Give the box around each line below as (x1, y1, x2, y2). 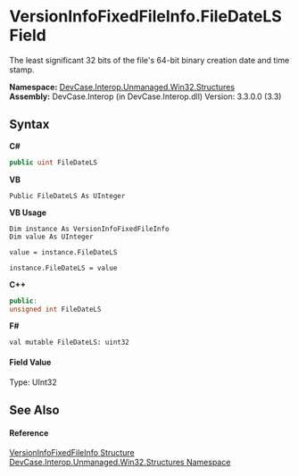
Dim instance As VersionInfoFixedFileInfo (9, 224, 170, 233)
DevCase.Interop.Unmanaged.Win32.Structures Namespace (9, 457, 231, 468)
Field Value (9, 356, 52, 367)
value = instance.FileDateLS (9, 247, 118, 256)
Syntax (9, 117, 50, 132)
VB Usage (9, 207, 47, 218)
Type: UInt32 (9, 377, 57, 388)
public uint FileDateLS (9, 158, 98, 167)
